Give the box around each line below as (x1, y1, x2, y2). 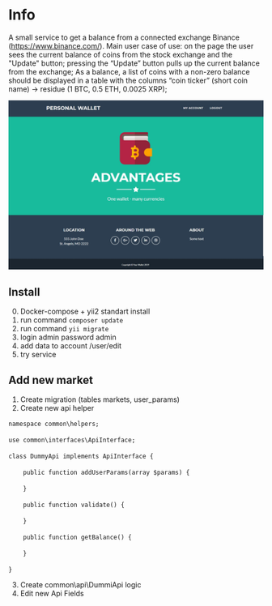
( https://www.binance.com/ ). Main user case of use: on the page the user (8, 41, 254, 50)
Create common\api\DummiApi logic (19, 580, 142, 590)
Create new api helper (19, 403, 95, 413)
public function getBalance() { (23, 533, 132, 542)
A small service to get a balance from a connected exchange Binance (8, 32, 240, 42)
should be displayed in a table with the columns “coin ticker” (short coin (8, 75, 249, 85)
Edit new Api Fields (19, 589, 84, 599)
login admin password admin (19, 332, 117, 342)
